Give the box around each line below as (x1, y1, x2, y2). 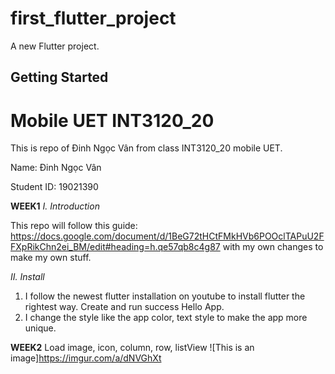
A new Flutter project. (10, 40, 100, 52)
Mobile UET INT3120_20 (10, 109, 215, 132)
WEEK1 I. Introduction (10, 200, 100, 212)
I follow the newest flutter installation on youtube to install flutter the (24, 290, 306, 302)
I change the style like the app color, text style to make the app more (24, 312, 308, 324)
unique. (24, 322, 57, 334)
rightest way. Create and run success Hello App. (24, 301, 225, 313)
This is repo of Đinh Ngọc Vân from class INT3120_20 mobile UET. (10, 142, 283, 154)
